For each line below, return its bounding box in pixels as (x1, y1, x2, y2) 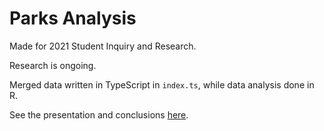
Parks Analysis (9, 7, 137, 30)
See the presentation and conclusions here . (9, 108, 189, 121)
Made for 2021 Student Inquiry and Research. (9, 40, 197, 52)
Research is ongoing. (9, 59, 97, 71)
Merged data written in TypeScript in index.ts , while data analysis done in (9, 78, 315, 91)
